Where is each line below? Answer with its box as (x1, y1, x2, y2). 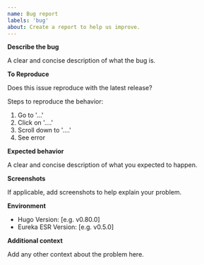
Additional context (7, 237, 64, 245)
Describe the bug (7, 43, 59, 51)
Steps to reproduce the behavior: (7, 97, 104, 106)
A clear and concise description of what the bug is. (7, 56, 156, 65)
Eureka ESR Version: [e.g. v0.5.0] (17, 223, 114, 231)
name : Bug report (7, 10, 59, 18)
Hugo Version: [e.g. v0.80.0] (17, 216, 100, 224)
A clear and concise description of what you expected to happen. (7, 161, 198, 169)
